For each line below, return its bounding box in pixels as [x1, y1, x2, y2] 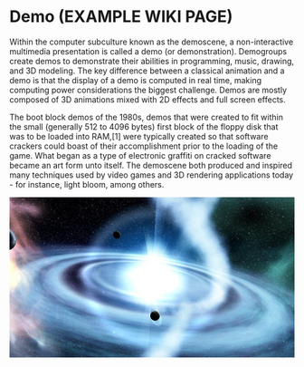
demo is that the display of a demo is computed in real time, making [9, 74, 262, 85]
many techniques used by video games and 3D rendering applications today [9, 169, 294, 180]
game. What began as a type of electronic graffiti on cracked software [9, 150, 271, 160]
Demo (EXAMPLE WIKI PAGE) [9, 6, 233, 27]
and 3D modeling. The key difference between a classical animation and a [9, 65, 285, 76]
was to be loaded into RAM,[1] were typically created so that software [9, 130, 269, 141]
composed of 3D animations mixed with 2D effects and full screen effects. [9, 93, 287, 105]
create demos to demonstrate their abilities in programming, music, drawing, [9, 55, 295, 66]
